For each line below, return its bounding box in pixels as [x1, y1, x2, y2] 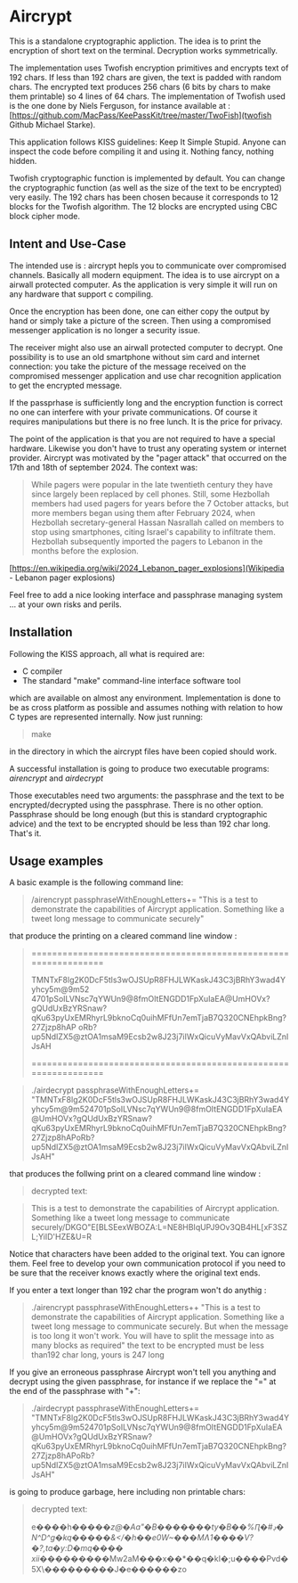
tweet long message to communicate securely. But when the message [30, 1321, 289, 1332]
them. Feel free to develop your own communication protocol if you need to [9, 1259, 286, 1269]
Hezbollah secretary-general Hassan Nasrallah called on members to [30, 517, 285, 528]
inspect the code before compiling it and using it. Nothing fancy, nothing [9, 145, 274, 157]
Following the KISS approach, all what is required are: [9, 648, 205, 659]
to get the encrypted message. [9, 380, 123, 390]
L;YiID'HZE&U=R [30, 1232, 92, 1243]
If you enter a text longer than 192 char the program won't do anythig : [9, 1285, 267, 1296]
